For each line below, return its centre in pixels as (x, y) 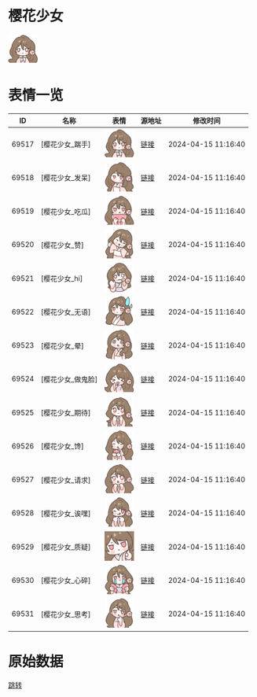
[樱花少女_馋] (62, 446)
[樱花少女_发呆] (66, 178)
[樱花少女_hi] (62, 278)
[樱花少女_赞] (62, 245)
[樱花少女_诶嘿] (66, 513)
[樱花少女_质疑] (66, 547)
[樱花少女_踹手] (66, 144)
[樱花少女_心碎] (66, 581)
